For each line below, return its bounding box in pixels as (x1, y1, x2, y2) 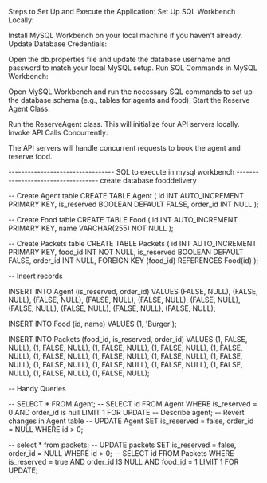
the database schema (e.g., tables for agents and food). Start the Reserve (8, 96, 250, 104)
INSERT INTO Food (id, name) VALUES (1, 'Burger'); (8, 319, 177, 328)
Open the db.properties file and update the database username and (8, 55, 230, 64)
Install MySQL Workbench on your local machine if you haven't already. (8, 31, 243, 40)
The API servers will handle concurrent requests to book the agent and (8, 143, 241, 152)
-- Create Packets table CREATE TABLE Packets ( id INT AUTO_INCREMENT (8, 239, 257, 248)
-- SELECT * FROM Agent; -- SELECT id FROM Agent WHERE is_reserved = (8, 399, 257, 409)
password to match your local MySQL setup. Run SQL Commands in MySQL (8, 63, 257, 73)
